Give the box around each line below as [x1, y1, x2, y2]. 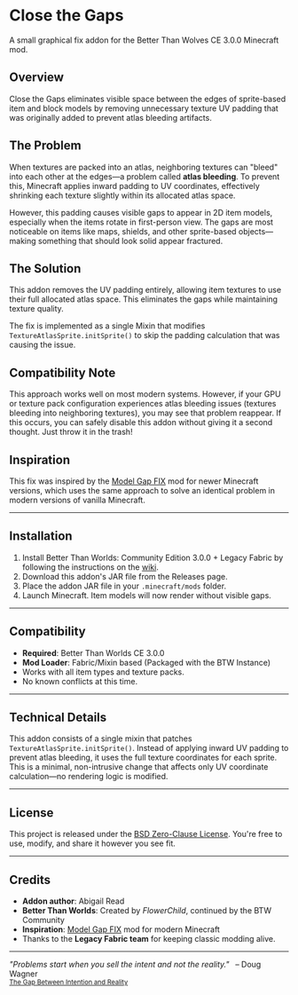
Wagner [9, 968, 38, 979]
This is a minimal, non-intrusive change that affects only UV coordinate [9, 762, 269, 772]
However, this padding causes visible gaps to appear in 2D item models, [9, 207, 273, 217]
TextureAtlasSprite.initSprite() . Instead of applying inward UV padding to [9, 743, 289, 754]
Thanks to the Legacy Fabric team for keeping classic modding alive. [21, 934, 276, 944]
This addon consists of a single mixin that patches [9, 733, 192, 744]
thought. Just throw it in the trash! [9, 427, 133, 438]
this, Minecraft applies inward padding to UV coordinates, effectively [9, 180, 260, 191]
